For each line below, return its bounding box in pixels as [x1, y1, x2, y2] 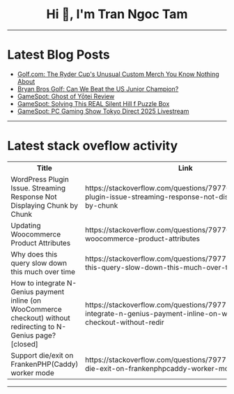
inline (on [10, 296, 42, 305]
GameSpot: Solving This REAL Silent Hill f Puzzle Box [17, 99, 170, 107]
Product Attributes [10, 238, 71, 248]
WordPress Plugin [10, 174, 70, 184]
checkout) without [10, 313, 71, 323]
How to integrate [10, 278, 65, 288]
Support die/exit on [10, 350, 74, 360]
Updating [10, 220, 41, 230]
